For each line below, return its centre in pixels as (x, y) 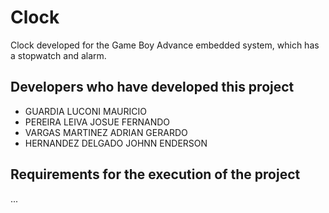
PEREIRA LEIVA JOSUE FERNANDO (97, 122)
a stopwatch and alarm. (58, 55)
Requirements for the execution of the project (155, 174)
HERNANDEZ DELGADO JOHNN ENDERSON (116, 143)
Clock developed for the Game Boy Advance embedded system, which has (165, 45)
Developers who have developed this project (152, 87)
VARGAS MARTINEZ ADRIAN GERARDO (106, 132)
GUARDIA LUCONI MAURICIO (85, 111)
